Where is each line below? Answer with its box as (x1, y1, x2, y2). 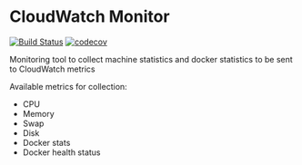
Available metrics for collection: (9, 81, 127, 92)
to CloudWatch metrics (9, 63, 96, 74)
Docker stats (22, 137, 71, 148)
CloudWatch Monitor (9, 6, 170, 27)
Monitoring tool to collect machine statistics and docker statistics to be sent (9, 53, 293, 64)
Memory (22, 108, 55, 119)
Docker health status (22, 147, 102, 158)
